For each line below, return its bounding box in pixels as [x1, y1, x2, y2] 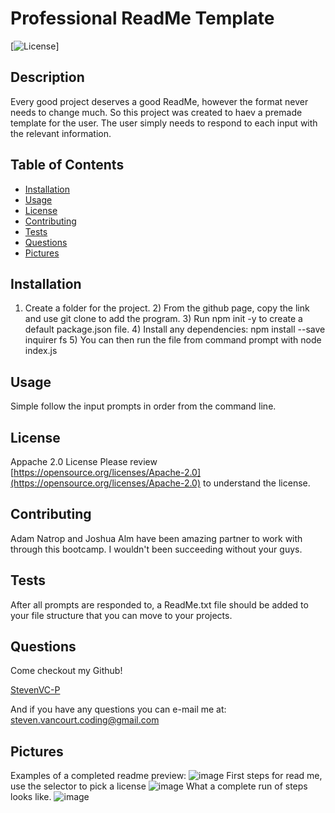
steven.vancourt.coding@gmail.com [10, 714, 160, 726]
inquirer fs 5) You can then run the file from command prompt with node [24, 334, 322, 346]
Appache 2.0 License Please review [10, 456, 158, 467]
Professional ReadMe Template [10, 7, 275, 30]
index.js [24, 345, 58, 357]
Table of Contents [10, 157, 125, 174]
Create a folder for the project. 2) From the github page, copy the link [24, 302, 310, 314]
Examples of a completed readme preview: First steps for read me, [10, 770, 323, 782]
